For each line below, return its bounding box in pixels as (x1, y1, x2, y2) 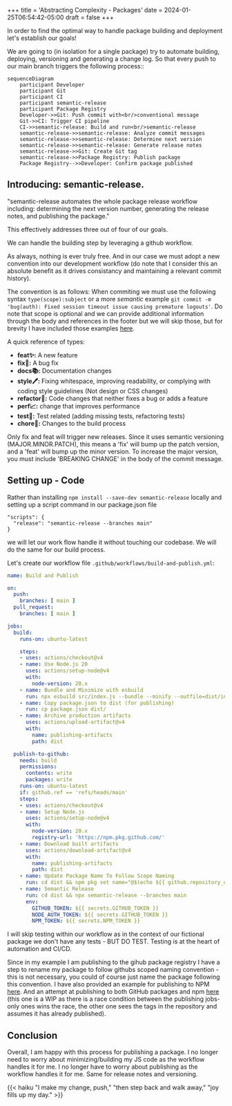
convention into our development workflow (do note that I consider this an (7, 259, 218, 268)
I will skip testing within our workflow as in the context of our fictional (7, 930, 205, 939)
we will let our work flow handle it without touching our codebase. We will (7, 538, 217, 546)
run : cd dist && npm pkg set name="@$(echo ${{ (25, 879, 166, 886)
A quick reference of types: (7, 337, 85, 346)
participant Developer (19, 82, 85, 88)
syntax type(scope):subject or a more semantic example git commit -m (7, 294, 212, 303)
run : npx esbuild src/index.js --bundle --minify (25, 693, 171, 700)
